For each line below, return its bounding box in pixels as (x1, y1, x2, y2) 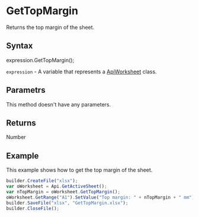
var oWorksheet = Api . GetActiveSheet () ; (6, 183, 108, 190)
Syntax (6, 41, 33, 51)
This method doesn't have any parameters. (6, 101, 111, 108)
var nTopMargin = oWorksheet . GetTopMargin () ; (6, 189, 120, 195)
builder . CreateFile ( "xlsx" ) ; (6, 178, 78, 184)
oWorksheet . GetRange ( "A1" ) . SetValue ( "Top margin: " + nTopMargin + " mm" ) (6, 194, 195, 200)
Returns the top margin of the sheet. (6, 24, 95, 31)
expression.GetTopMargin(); (6, 56, 75, 63)
